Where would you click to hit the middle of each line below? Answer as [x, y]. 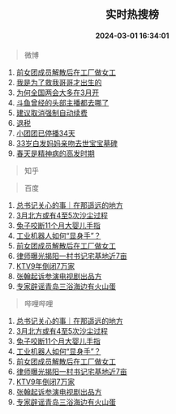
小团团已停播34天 [45, 133]
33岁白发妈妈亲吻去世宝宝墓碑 [67, 143]
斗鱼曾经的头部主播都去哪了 [62, 102]
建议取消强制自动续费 [52, 113]
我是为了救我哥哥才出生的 [59, 82]
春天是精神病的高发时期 [55, 153]
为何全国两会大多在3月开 [58, 93]
